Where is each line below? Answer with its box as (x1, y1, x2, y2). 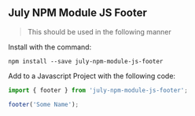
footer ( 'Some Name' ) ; (8, 100, 79, 108)
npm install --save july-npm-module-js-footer (8, 57, 164, 65)
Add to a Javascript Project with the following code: (8, 71, 175, 81)
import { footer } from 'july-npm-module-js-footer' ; (8, 86, 189, 94)
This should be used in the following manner (27, 27, 171, 36)
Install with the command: (8, 42, 92, 52)
